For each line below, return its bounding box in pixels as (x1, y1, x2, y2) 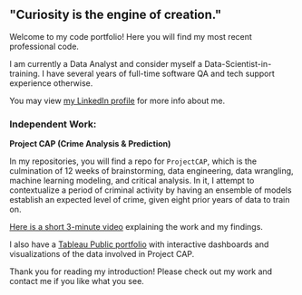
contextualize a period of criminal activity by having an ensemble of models (9, 185, 292, 195)
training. (9, 68, 41, 79)
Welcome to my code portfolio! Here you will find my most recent (9, 31, 252, 42)
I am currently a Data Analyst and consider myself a (9, 58, 202, 69)
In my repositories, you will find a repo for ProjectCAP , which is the (9, 156, 257, 167)
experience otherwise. (9, 77, 93, 89)
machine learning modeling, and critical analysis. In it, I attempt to (9, 176, 255, 186)
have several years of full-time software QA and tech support (46, 68, 275, 79)
